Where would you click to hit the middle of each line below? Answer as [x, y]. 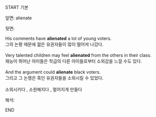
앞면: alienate [19, 18]
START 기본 [17, 7]
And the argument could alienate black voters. [53, 72]
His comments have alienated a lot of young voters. [58, 38]
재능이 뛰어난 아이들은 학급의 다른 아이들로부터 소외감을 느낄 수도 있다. [74, 61]
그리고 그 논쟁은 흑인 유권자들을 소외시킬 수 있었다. [54, 78]
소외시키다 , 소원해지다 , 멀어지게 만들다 [44, 89]
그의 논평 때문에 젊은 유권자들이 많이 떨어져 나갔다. [54, 44]
